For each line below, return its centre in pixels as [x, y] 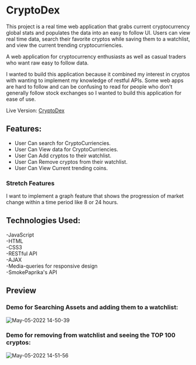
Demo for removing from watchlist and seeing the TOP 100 [91, 335]
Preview [21, 291]
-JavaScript [20, 235]
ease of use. [21, 99]
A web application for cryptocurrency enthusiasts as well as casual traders [96, 56]
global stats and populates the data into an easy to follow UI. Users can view [98, 32]
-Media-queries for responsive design [52, 266]
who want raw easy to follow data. [47, 63]
